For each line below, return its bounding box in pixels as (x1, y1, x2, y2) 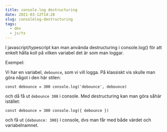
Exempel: (5, 60, 25, 65)
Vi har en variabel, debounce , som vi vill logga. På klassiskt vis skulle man (5, 69, 155, 75)
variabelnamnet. (5, 122, 39, 128)
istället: (5, 98, 20, 104)
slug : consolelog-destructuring (5, 17, 73, 22)
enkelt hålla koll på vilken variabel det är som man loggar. (5, 50, 124, 56)
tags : (5, 21, 17, 27)
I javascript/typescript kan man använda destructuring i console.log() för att (5, 45, 162, 50)
